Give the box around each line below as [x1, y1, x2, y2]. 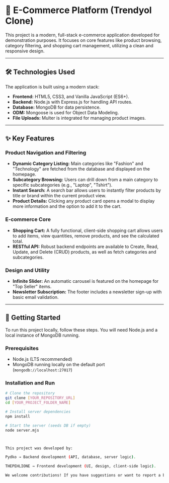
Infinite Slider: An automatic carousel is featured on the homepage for [12, 278, 159, 284]
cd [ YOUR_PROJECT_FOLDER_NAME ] [5, 400, 71, 406]
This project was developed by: [5, 445, 73, 451]
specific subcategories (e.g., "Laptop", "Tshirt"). [12, 182, 113, 188]
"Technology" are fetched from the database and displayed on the [12, 166, 150, 172]
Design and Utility [5, 267, 50, 274]
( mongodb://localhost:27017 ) [12, 367, 72, 373]
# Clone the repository [5, 391, 55, 396]
